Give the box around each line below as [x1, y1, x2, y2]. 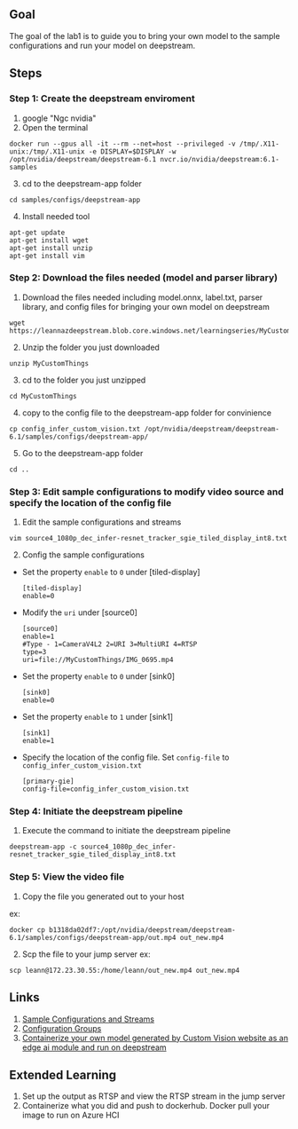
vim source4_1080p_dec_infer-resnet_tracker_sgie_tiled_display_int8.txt [9, 534, 288, 543]
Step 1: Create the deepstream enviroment [9, 92, 195, 105]
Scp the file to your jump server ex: [21, 949, 151, 959]
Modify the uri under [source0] [21, 607, 137, 618]
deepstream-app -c [9, 842, 77, 851]
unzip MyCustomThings [9, 359, 90, 367]
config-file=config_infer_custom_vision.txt [21, 785, 190, 793]
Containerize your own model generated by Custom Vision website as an [21, 1032, 288, 1043]
